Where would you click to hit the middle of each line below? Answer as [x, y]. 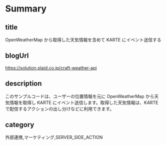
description [23, 84]
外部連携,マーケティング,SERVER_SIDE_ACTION [54, 137]
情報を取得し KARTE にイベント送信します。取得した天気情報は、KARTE [84, 102]
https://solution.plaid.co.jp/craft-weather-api [51, 67]
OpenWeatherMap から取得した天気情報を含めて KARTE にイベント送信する [83, 40]
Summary [26, 9]
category [20, 125]
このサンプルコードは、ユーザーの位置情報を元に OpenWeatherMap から [80, 96]
